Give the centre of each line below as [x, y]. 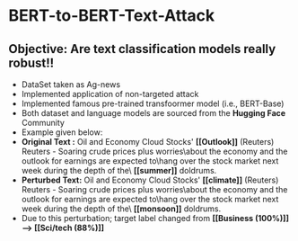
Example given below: [62, 132]
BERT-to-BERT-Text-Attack [112, 16]
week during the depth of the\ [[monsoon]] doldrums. [121, 209]
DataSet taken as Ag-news [71, 85]
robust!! [31, 62]
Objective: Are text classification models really [142, 49]
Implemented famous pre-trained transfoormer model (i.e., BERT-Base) [153, 103]
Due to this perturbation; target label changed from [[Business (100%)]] [155, 218]
